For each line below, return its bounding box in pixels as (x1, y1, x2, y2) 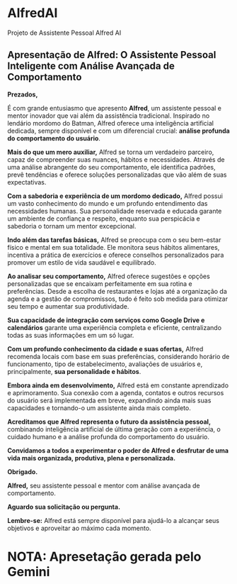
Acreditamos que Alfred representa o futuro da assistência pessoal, (7, 417, 211, 426)
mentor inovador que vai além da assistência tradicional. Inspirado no (7, 111, 210, 120)
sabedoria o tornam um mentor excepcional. (7, 221, 137, 230)
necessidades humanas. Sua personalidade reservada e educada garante (7, 206, 222, 215)
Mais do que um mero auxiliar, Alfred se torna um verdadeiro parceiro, (7, 148, 214, 156)
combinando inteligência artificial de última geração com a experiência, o (7, 424, 221, 434)
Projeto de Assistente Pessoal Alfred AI (7, 28, 122, 37)
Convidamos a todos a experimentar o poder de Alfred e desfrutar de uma (7, 446, 229, 455)
